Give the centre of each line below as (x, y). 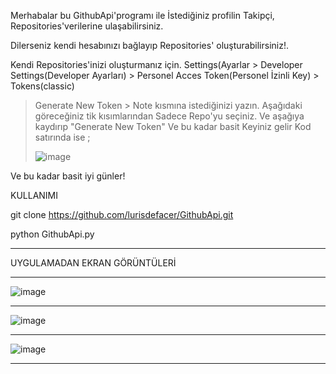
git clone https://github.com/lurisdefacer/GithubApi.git (122, 214)
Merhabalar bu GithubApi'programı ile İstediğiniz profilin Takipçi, (142, 15)
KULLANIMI (34, 195)
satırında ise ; (62, 137)
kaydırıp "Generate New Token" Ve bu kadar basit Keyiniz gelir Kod (173, 126)
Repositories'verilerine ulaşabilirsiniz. (87, 26)
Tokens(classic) (42, 86)
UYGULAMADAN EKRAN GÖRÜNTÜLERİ (93, 263)
